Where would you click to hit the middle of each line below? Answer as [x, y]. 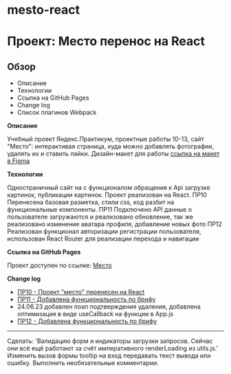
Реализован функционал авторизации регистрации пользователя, [104, 232]
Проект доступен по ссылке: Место [59, 265]
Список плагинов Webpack [57, 113]
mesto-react [44, 10]
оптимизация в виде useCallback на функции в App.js [95, 314]
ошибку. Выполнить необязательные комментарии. [83, 363]
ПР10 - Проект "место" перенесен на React [81, 292]
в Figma [19, 161]
